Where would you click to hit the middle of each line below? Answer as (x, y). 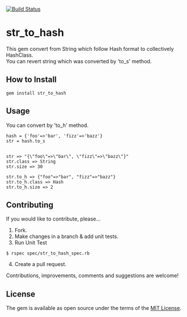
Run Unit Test (31, 243)
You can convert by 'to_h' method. (47, 125)
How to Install (31, 80)
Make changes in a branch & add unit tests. (66, 236)
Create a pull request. (40, 264)
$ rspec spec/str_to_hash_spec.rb (48, 254)
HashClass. (20, 55)
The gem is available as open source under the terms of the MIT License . (94, 308)
